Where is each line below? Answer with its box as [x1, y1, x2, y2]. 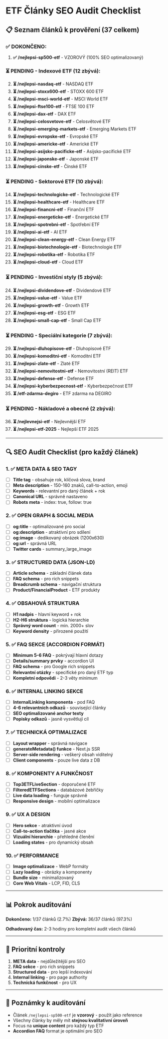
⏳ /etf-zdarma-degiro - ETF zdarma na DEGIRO [12, 390, 112, 397]
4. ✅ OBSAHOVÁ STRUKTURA [5, 600, 80, 607]
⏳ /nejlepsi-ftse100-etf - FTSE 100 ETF [12, 103, 95, 109]
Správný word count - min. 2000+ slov [12, 622, 94, 628]
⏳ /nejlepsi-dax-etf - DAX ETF [12, 111, 76, 117]
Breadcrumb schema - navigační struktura [12, 581, 102, 587]
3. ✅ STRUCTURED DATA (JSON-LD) [5, 559, 95, 566]
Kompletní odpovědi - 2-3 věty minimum [12, 675, 98, 681]
